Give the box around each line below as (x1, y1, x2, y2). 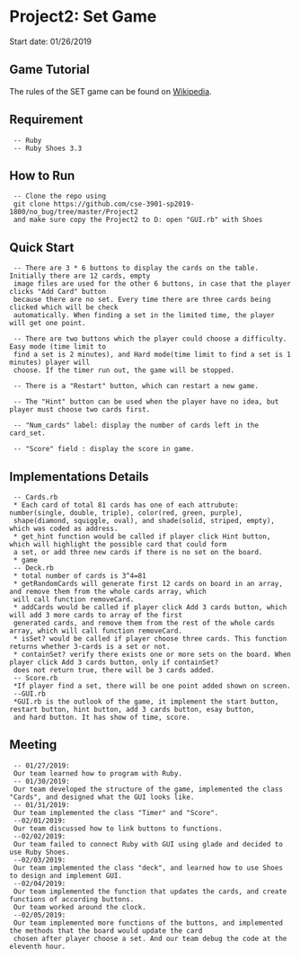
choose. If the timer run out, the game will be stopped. (13, 366, 235, 375)
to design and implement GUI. (9, 871, 123, 880)
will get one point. (9, 319, 87, 328)
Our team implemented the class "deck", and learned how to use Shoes (13, 863, 283, 873)
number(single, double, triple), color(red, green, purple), (9, 509, 243, 518)
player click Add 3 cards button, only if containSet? (9, 658, 219, 667)
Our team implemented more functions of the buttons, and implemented (13, 918, 283, 927)
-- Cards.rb (13, 492, 58, 501)
